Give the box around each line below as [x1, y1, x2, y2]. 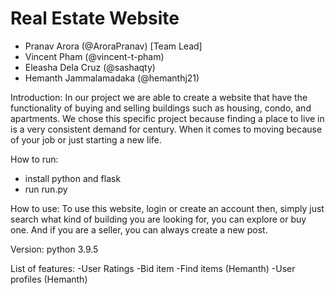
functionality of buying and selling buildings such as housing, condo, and [10, 102, 312, 114]
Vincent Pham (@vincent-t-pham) [24, 50, 165, 62]
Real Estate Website [10, 7, 180, 30]
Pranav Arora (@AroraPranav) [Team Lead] [24, 40, 203, 52]
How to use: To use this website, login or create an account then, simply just [10, 202, 325, 214]
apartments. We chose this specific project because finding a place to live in [10, 112, 325, 124]
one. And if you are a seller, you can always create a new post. [10, 223, 268, 236]
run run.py [24, 183, 68, 195]
